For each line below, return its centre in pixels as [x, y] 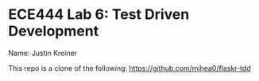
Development [54, 31]
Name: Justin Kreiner [43, 53]
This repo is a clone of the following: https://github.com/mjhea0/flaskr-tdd [130, 68]
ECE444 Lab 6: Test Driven [99, 15]
